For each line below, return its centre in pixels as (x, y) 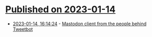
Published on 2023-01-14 (61, 10)
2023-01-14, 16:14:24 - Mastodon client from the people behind (80, 24)
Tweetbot (23, 29)
